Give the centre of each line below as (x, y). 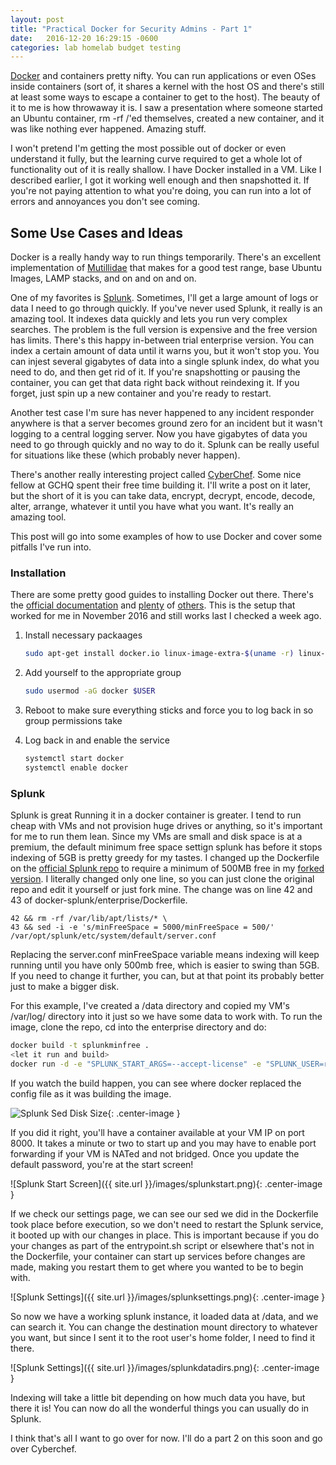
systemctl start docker (74, 759)
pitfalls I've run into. (51, 547)
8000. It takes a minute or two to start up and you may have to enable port (163, 1143)
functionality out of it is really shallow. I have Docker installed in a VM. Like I (166, 170)
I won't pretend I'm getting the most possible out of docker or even (148, 148)
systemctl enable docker (76, 767)
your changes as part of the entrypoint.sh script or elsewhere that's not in (162, 1245)
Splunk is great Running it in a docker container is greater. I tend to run (156, 815)
